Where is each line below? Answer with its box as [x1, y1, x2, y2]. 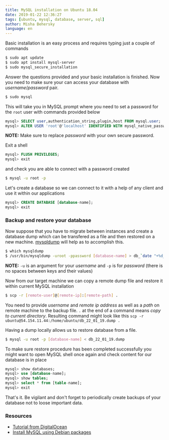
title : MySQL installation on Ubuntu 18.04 [5, 7, 98, 13]
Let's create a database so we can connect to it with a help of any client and [5, 185, 163, 191]
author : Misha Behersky [5, 21, 55, 27]
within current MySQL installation [5, 283, 74, 289]
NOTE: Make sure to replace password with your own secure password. [5, 133, 154, 139]
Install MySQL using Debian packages [12, 429, 92, 435]
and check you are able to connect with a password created [5, 166, 130, 172]
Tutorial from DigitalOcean [12, 424, 67, 430]
